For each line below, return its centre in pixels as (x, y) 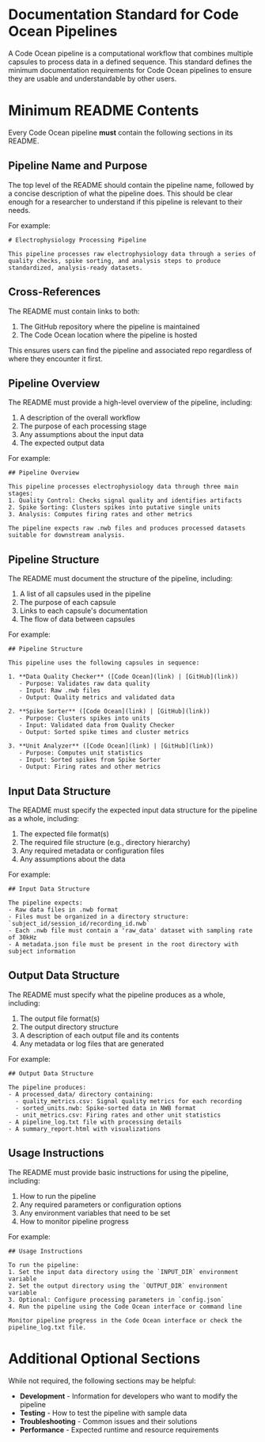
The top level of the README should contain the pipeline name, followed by (131, 185)
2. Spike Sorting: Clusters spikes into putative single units (115, 508)
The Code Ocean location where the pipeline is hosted (108, 335)
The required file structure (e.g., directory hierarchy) (105, 842)
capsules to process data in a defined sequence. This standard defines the (130, 62)
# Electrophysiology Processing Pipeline (78, 240)
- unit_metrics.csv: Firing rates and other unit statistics (118, 1115)
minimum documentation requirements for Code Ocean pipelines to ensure (130, 70)
